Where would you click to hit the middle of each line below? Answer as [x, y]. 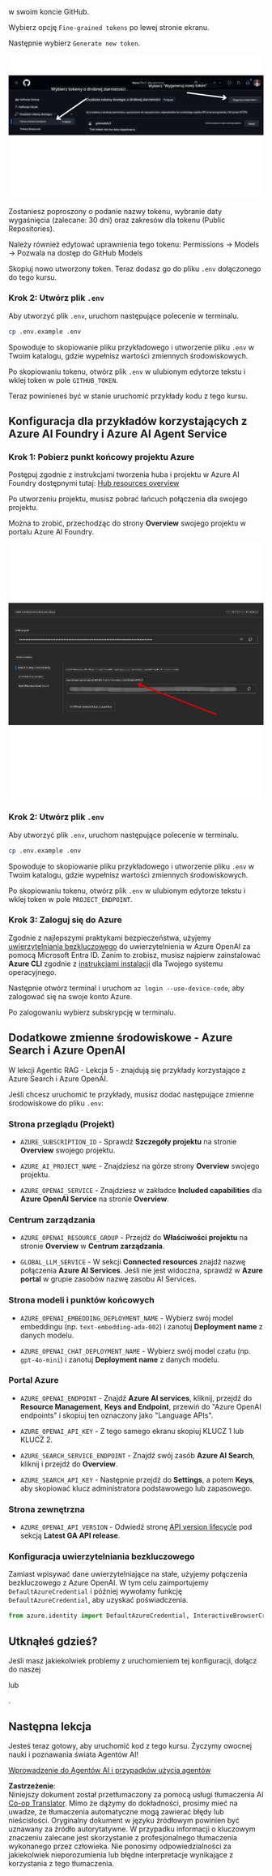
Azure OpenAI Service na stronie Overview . [95, 1199]
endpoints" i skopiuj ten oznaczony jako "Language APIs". [117, 1415]
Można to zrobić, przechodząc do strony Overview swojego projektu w [127, 523]
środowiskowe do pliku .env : [56, 1103]
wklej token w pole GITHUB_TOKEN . [64, 380]
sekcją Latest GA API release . [70, 1535]
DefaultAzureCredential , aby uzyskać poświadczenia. [98, 1600]
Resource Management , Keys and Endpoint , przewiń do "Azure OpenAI [140, 1406]
